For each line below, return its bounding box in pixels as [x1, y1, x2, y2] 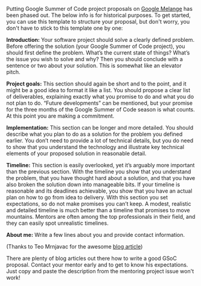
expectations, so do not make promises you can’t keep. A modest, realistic [6, 200, 191, 207]
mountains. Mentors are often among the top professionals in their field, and [6, 213, 196, 220]
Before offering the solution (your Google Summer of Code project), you [6, 42, 185, 50]
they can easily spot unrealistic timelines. [6, 219, 109, 227]
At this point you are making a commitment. [6, 112, 115, 119]
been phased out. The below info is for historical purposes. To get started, [6, 12, 191, 19]
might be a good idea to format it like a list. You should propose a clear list [6, 87, 191, 93]
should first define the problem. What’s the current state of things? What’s [6, 49, 190, 56]
